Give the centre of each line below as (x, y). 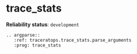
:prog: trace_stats (37, 45)
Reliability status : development (43, 24)
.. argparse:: (23, 35)
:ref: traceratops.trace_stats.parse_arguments (73, 40)
